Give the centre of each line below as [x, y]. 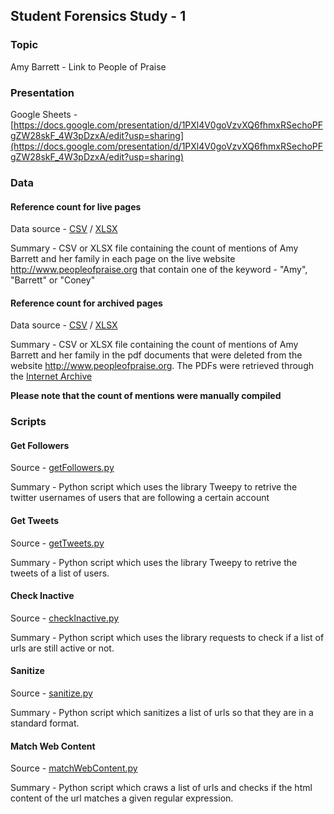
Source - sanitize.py [51, 693]
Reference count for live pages [76, 206]
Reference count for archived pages [86, 303]
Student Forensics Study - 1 [98, 16]
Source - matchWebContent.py [74, 768]
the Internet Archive [51, 376]
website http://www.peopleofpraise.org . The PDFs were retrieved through [162, 366]
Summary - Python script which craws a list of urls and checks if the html [161, 788]
